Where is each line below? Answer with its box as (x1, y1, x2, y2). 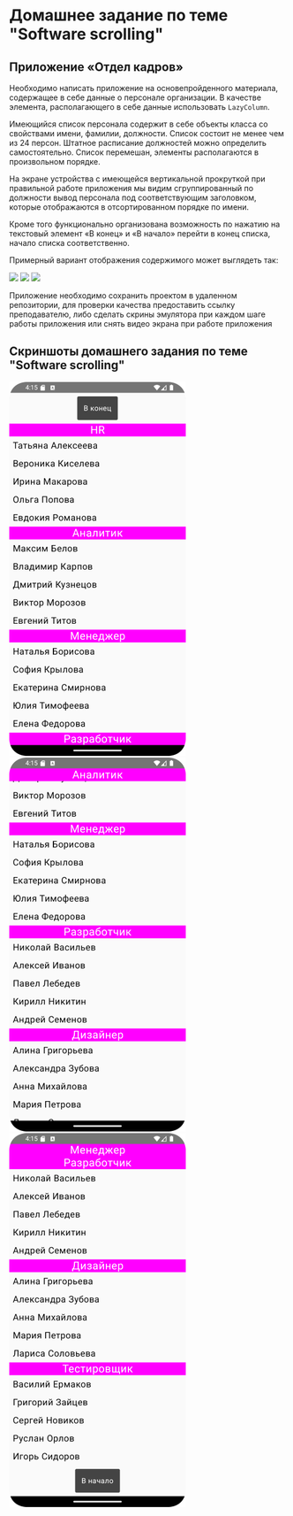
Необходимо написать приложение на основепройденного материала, (9, 83, 279, 93)
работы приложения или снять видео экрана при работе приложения (9, 319, 273, 328)
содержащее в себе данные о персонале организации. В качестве (9, 92, 262, 103)
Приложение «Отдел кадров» (9, 59, 184, 74)
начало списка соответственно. (9, 238, 130, 248)
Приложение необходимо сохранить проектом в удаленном (9, 290, 238, 301)
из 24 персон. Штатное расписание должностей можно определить (9, 138, 267, 148)
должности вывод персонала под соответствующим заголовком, (9, 192, 258, 203)
